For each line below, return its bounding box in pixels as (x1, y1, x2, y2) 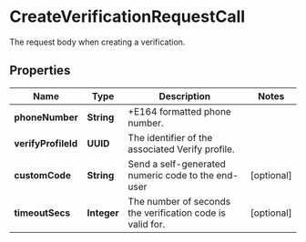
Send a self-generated (127, 157, 226, 170)
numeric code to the (127, 168, 214, 181)
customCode (14, 168, 71, 181)
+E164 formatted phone (127, 105, 232, 117)
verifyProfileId (14, 136, 78, 149)
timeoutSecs (14, 207, 71, 219)
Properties (9, 63, 71, 78)
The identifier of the (127, 131, 213, 144)
